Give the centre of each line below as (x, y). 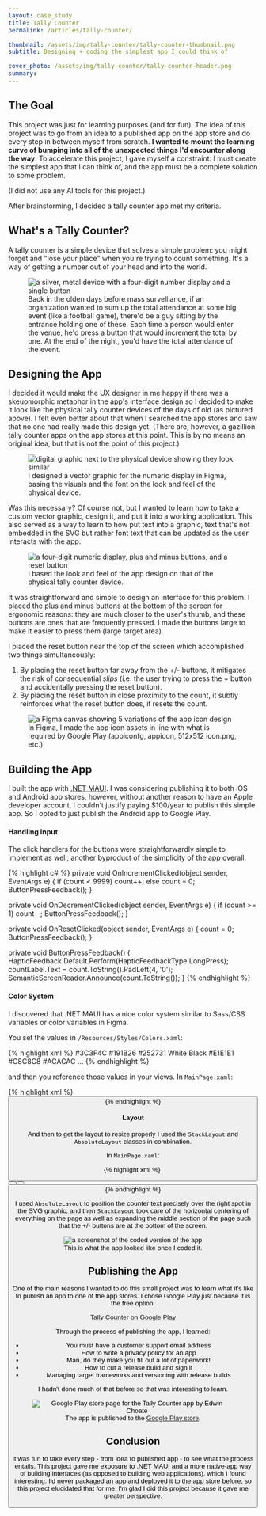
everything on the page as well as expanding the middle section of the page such (133, 1219)
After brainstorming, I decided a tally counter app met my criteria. (115, 206)
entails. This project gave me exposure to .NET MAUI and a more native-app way (133, 1467)
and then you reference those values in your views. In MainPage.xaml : (121, 1077)
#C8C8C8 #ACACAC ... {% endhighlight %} (79, 1061)
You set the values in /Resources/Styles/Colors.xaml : (96, 1037)
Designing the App (55, 374)
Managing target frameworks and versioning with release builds (139, 1375)
